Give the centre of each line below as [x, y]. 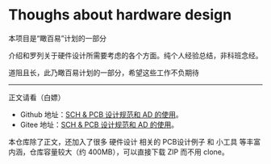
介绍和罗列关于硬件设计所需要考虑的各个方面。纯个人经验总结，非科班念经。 [135, 55]
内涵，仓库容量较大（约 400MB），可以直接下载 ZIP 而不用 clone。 [119, 152]
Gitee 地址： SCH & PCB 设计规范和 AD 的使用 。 [99, 124]
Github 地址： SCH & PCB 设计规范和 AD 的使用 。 [101, 114]
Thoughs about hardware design [120, 15]
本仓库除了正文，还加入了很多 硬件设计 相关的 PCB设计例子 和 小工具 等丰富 [134, 141]
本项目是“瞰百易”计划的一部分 [58, 38]
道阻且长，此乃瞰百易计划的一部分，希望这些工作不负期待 [104, 72]
